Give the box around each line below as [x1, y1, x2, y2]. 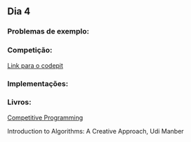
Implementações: [7, 78, 69, 88]
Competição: [7, 45, 53, 55]
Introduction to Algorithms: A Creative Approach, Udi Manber [7, 127, 184, 135]
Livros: [7, 97, 32, 107]
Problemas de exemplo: [7, 27, 90, 36]
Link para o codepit [7, 61, 63, 69]
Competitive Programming [7, 113, 84, 122]
